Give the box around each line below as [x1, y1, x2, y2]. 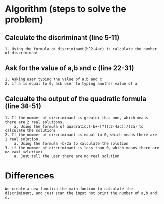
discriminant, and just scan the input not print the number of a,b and [5, 190, 157, 196]
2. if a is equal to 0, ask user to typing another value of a [5, 81, 137, 86]
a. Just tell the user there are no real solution [14, 153, 120, 159]
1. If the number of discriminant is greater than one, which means [5, 115, 148, 120]
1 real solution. [5, 136, 41, 142]
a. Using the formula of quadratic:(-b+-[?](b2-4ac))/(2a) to [14, 124, 144, 128]
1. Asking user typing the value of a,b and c [5, 77, 102, 82]
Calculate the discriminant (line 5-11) [5, 33, 120, 42]
